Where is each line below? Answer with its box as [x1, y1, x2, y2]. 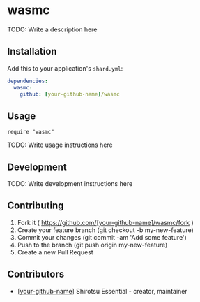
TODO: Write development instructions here [7, 180, 133, 187]
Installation [7, 45, 57, 57]
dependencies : [7, 78, 49, 85]
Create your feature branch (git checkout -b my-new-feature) [17, 226, 194, 234]
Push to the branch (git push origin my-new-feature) [17, 240, 168, 249]
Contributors [7, 268, 65, 280]
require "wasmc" [7, 129, 54, 136]
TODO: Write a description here [7, 25, 98, 34]
